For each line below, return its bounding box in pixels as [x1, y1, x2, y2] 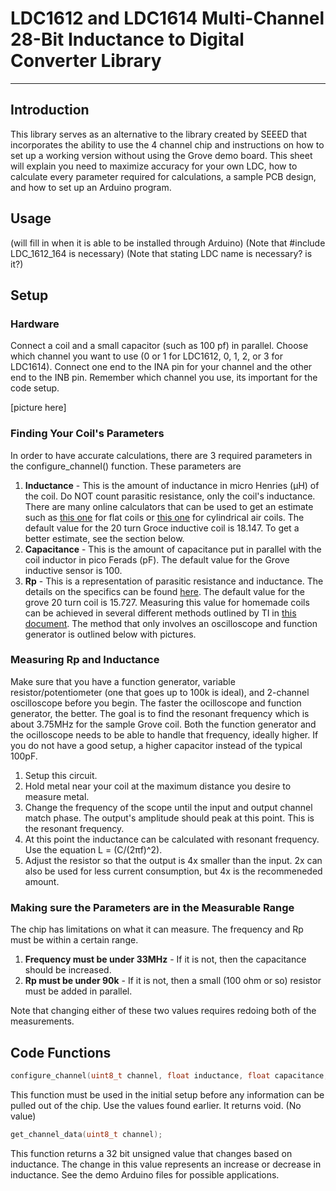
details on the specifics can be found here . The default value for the [24, 585, 306, 597]
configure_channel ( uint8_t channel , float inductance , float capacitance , [10, 1070, 329, 1081]
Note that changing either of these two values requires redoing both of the [10, 1005, 317, 1017]
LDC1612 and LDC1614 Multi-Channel [10, 7, 325, 30]
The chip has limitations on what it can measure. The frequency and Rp [10, 923, 304, 936]
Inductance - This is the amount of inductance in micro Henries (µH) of [24, 479, 320, 491]
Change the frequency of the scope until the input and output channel [24, 801, 313, 813]
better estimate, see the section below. [24, 532, 185, 544]
